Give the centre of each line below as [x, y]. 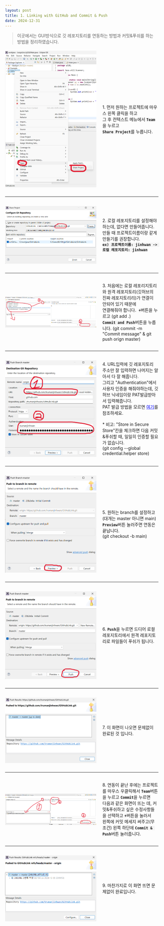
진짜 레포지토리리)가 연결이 [128, 298]
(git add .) [121, 316]
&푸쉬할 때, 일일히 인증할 [126, 437]
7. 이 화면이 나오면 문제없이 [128, 727]
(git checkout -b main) [125, 536]
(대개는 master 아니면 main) [129, 519]
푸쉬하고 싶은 [121, 810]
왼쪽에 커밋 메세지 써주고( [127, 822]
